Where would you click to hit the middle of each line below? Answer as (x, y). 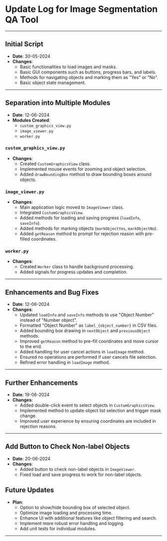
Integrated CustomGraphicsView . (51, 213)
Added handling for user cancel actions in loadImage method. (82, 352)
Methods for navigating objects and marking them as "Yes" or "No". (89, 77)
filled (25, 239)
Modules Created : (31, 120)
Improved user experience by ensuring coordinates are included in (88, 421)
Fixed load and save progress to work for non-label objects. (81, 474)
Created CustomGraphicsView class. (55, 164)
